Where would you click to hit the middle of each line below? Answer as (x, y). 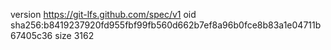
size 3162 (74, 35)
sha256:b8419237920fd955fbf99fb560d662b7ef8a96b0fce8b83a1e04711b (166, 25)
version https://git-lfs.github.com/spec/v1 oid (103, 14)
